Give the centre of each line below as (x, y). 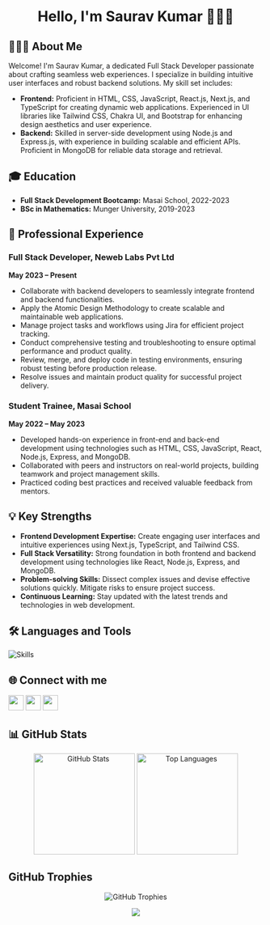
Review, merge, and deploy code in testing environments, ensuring (131, 359)
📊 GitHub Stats (48, 734)
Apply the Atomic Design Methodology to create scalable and (122, 308)
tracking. (35, 333)
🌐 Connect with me (58, 680)
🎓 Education (42, 177)
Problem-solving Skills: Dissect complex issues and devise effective (135, 579)
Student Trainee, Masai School (70, 406)
